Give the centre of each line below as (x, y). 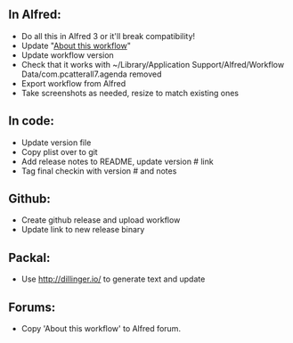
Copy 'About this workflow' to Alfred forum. (101, 329)
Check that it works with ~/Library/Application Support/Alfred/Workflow (153, 64)
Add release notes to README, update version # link (118, 161)
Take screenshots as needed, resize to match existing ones (130, 93)
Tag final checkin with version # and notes (99, 171)
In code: (31, 121)
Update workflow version (68, 55)
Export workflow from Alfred (73, 83)
